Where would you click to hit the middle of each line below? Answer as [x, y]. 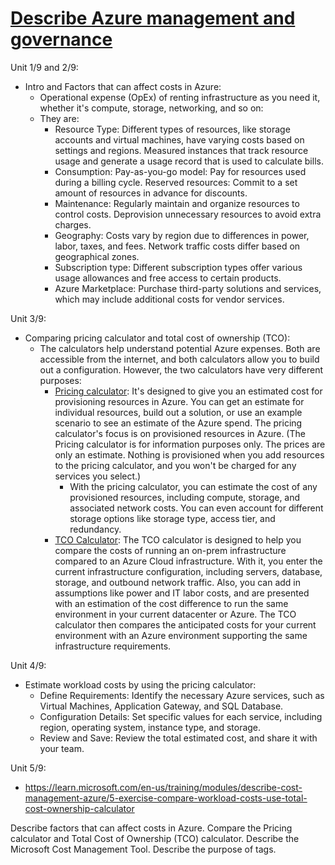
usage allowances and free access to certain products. [168, 278]
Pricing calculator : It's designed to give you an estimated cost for [188, 391]
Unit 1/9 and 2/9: [44, 67]
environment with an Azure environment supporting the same [181, 635]
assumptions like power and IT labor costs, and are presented [182, 593]
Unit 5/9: [28, 768]
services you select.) [98, 476]
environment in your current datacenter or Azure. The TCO [175, 614]
